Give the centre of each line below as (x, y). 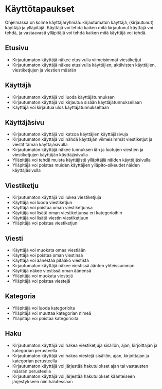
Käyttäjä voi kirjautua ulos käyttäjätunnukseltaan (61, 107)
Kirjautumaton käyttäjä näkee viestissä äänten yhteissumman (73, 265)
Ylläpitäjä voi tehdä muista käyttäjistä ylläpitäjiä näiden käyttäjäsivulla (81, 160)
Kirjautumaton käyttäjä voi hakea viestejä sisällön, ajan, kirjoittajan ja (81, 355)
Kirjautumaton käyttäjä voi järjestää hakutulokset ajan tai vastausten (80, 366)
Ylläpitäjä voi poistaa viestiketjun (45, 223)
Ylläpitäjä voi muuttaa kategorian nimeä (52, 313)
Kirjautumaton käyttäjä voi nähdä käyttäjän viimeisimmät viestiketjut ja (82, 139)
